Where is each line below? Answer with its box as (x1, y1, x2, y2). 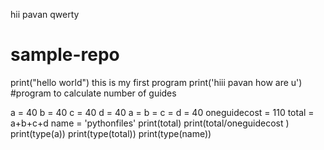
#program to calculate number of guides (10, 87, 177, 99)
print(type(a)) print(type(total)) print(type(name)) (10, 127, 212, 139)
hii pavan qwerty (10, 9, 80, 20)
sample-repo (10, 44, 120, 66)
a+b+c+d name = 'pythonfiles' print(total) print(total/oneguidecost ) (10, 117, 290, 129)
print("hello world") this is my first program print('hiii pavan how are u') (10, 76, 303, 88)
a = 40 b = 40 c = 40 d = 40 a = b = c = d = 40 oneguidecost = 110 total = (10, 106, 315, 118)
